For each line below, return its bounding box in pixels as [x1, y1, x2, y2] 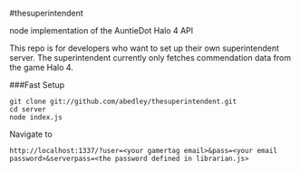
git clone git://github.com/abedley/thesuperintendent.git [9, 97, 237, 106]
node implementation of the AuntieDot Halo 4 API [9, 25, 194, 35]
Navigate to [9, 129, 53, 139]
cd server [9, 105, 47, 114]
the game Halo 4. [9, 62, 74, 72]
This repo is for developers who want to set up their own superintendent [9, 43, 279, 53]
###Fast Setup [9, 80, 65, 90]
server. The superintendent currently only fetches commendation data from [9, 53, 292, 62]
